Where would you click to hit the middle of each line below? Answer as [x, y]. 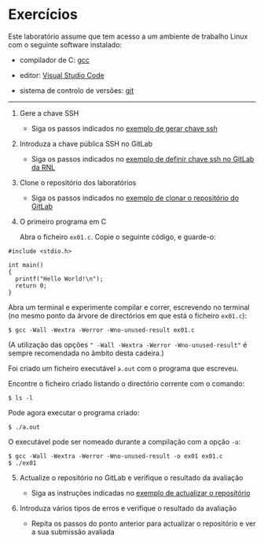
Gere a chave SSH [49, 113]
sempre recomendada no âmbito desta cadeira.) [86, 353]
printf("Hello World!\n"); [59, 279]
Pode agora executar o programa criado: [74, 412]
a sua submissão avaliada [73, 532]
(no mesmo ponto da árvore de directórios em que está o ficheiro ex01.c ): [128, 315]
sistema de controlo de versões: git [77, 90]
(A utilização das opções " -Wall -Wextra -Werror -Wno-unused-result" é [128, 344]
